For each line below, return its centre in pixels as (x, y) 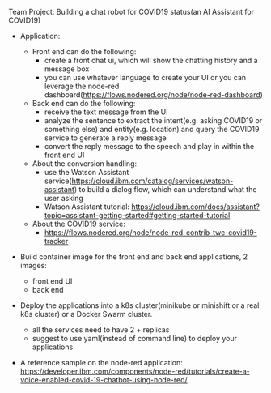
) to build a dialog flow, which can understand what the (165, 189)
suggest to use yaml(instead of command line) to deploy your (134, 338)
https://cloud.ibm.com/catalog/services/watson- (152, 181)
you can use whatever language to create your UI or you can (145, 77)
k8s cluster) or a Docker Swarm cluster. (86, 314)
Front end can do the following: (84, 51)
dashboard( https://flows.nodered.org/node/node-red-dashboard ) (153, 95)
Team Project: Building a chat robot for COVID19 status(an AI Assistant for (131, 12)
